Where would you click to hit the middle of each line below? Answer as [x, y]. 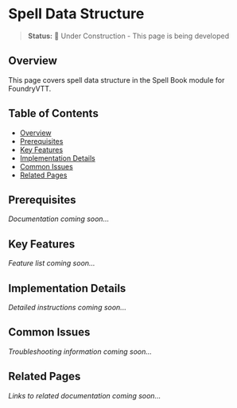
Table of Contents [54, 113]
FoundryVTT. [30, 88]
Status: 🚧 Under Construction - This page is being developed [128, 36]
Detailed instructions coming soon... [68, 307]
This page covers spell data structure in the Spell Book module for [117, 80]
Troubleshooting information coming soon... [80, 352]
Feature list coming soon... [52, 263]
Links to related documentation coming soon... [85, 395]
